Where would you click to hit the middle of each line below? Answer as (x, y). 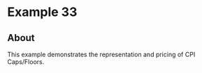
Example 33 (42, 12)
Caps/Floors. (26, 62)
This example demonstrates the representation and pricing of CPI (101, 54)
